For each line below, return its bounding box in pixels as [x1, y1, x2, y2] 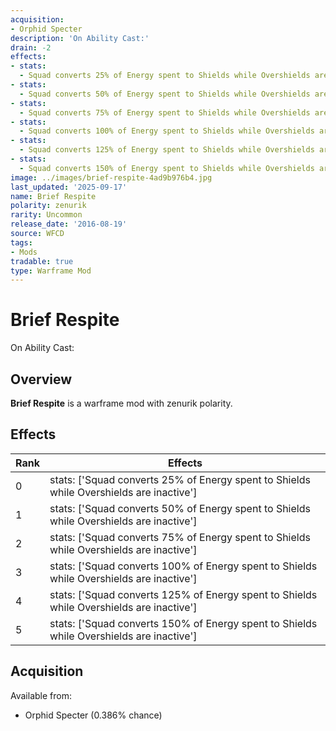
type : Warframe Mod [10, 266, 92, 276]
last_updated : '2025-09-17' [10, 182, 128, 192]
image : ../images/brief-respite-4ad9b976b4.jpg [10, 172, 213, 183]
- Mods [10, 247, 38, 257]
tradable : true [10, 256, 74, 266]
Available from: [10, 689, 72, 701]
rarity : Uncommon [10, 210, 83, 220]
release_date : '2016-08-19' [10, 219, 128, 230]
